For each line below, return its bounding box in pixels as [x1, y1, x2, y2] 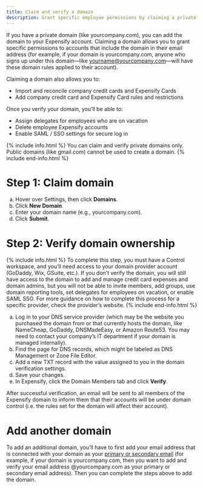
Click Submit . [15, 215, 50, 222]
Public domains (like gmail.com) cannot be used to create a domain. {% [6, 148, 185, 155]
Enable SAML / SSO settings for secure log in [15, 130, 128, 137]
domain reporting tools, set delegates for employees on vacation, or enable [6, 289, 194, 296]
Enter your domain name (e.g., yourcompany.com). [15, 209, 142, 216]
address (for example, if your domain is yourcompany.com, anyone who [6, 50, 186, 58]
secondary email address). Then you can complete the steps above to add [6, 470, 192, 477]
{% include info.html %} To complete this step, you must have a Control [6, 256, 185, 264]
